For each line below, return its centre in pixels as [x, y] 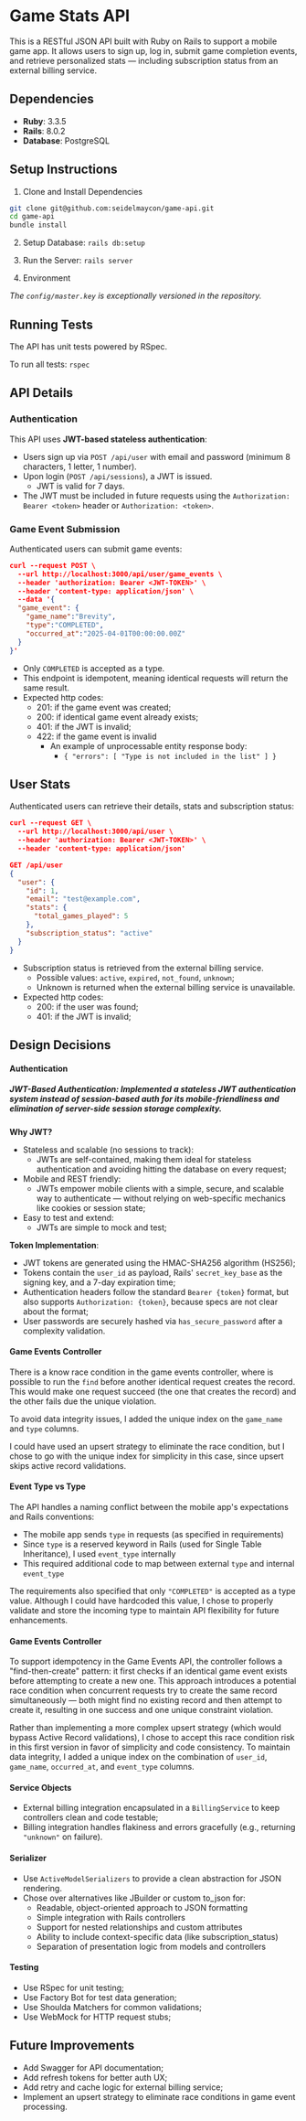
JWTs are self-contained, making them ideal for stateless [144, 1159]
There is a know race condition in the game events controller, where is [142, 1372]
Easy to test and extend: [68, 1217]
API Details [41, 393]
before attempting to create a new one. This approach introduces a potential [153, 1681]
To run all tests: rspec [50, 364]
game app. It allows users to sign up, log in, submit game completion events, [153, 50]
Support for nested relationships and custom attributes [139, 1927]
